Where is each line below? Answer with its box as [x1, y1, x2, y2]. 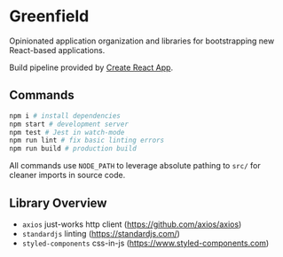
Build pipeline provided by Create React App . [9, 62, 174, 73]
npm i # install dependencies [9, 111, 122, 121]
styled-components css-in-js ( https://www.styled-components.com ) [21, 238, 270, 248]
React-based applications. [9, 44, 106, 55]
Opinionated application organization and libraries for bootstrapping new [9, 35, 275, 46]
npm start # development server [9, 120, 129, 128]
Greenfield [9, 6, 90, 27]
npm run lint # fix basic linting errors [9, 136, 165, 145]
